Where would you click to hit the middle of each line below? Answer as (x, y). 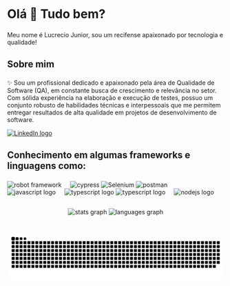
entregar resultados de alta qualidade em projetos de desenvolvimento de (112, 112)
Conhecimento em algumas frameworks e (99, 155)
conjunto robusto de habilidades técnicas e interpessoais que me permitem (114, 105)
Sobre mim (31, 64)
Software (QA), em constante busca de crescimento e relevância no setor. (112, 91)
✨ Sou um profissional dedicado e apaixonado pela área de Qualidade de (111, 83)
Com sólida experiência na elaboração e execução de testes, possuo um (110, 98)
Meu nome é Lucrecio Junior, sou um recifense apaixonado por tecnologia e (115, 35)
